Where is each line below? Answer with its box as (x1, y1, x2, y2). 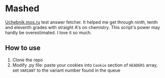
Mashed (5, 3, 40, 14)
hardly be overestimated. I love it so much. (5, 29, 92, 35)
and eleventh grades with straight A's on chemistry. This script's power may (5, 24, 160, 30)
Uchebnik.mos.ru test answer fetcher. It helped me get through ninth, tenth (5, 19, 158, 25)
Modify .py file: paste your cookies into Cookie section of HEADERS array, (12, 62, 158, 68)
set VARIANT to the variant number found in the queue (12, 67, 120, 73)
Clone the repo (12, 57, 43, 63)
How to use (5, 44, 41, 52)
